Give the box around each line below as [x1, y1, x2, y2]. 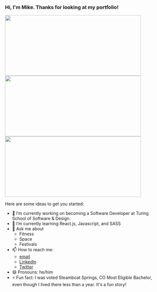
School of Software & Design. [12, 215, 71, 222]
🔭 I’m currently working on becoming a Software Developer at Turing [12, 211, 149, 216]
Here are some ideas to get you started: [5, 201, 85, 207]
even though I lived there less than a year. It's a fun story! [12, 282, 127, 288]
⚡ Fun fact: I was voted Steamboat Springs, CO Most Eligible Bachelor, [12, 275, 152, 280]
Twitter [19, 264, 34, 270]
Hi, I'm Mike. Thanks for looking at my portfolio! [5, 4, 119, 11]
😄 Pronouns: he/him [12, 269, 53, 275]
